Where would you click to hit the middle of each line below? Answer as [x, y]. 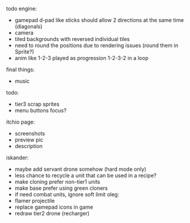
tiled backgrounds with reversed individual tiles [72, 39]
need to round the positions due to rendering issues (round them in [96, 45]
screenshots [30, 134]
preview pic [29, 140]
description [28, 146]
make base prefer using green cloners [61, 188]
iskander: [17, 158]
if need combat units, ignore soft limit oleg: [67, 194]
